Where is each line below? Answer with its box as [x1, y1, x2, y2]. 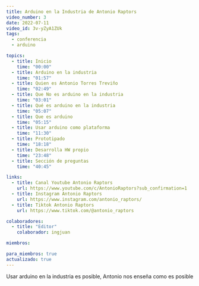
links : [6, 174, 23, 181]
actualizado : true [6, 256, 52, 262]
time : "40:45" [17, 163, 52, 170]
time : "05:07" [17, 108, 52, 114]
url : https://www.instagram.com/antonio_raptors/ [17, 196, 143, 203]
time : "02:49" [17, 86, 52, 92]
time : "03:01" [17, 97, 52, 103]
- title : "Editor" [11, 224, 58, 230]
